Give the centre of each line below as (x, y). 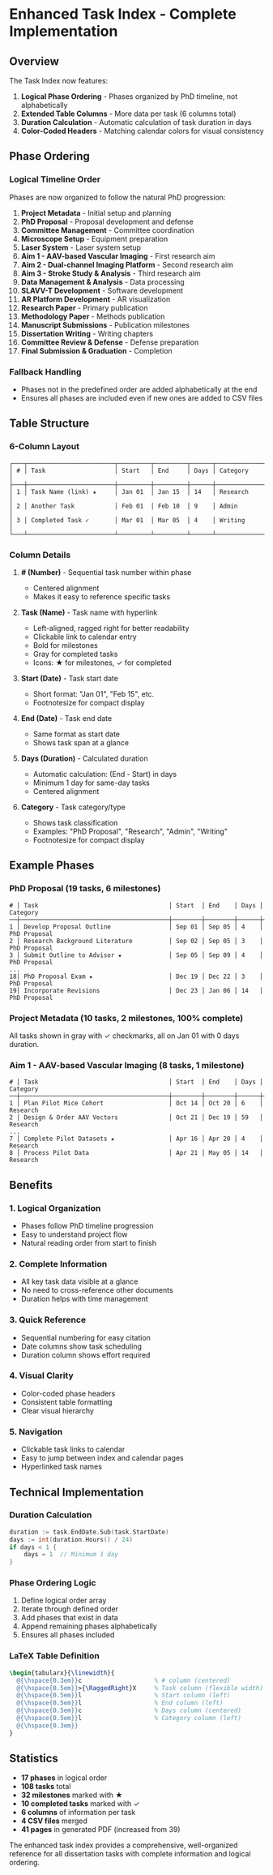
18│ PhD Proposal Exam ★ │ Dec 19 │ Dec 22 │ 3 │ (136, 976)
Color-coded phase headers (68, 1393)
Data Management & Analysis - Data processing (102, 281)
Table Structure (49, 424)
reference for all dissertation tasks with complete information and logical (130, 1854)
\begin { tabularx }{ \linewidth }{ (62, 1673)
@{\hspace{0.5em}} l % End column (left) (120, 1703)
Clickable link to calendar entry (85, 637)
